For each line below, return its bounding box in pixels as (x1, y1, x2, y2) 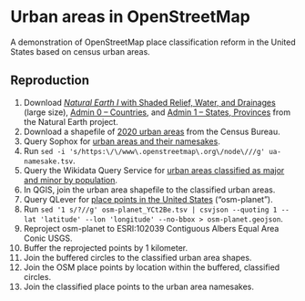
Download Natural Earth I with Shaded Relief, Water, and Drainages (23, 97, 276, 108)
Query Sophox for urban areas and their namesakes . (23, 135, 221, 147)
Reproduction (10, 73, 90, 88)
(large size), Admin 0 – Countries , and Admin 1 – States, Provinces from (23, 107, 290, 118)
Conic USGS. (23, 233, 73, 244)
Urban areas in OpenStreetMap (10, 6, 251, 27)
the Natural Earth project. (23, 116, 119, 127)
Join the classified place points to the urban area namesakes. (23, 281, 254, 292)
